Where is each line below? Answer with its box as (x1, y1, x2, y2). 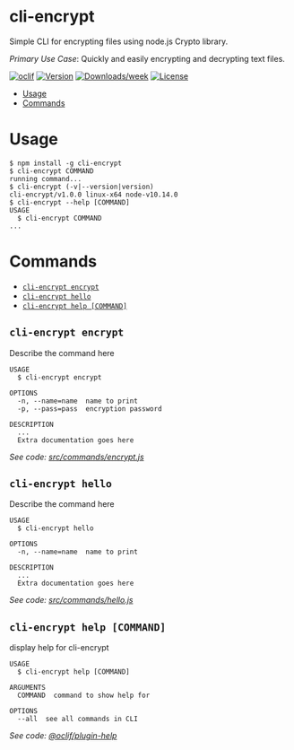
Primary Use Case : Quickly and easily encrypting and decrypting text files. (9, 53, 285, 64)
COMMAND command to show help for (17, 691, 151, 701)
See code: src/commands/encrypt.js (9, 451, 145, 462)
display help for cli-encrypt (9, 642, 109, 653)
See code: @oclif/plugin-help (9, 730, 117, 741)
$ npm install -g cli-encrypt (9, 159, 123, 168)
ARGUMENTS (9, 684, 47, 693)
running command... (9, 174, 82, 183)
